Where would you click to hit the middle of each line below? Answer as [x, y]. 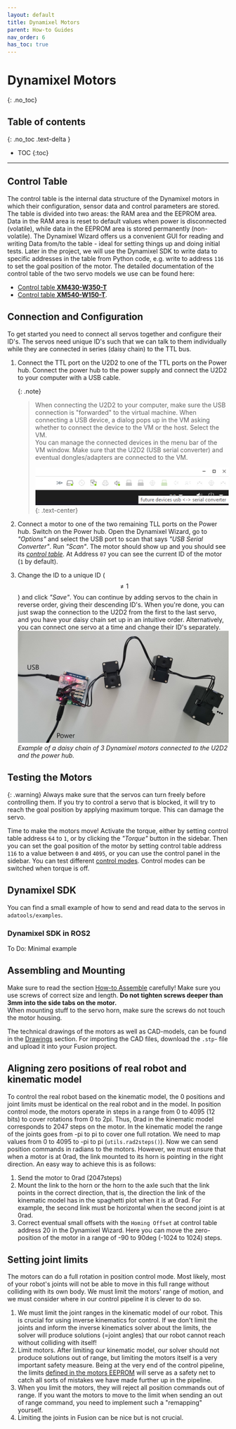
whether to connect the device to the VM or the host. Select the [127, 427]
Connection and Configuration [76, 317]
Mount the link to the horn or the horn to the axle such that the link [113, 1185]
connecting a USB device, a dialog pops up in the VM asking [123, 420]
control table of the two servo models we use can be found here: [101, 273]
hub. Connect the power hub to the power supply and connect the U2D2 [122, 370]
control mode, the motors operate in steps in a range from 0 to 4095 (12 [111, 1112]
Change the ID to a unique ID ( [61, 575]
